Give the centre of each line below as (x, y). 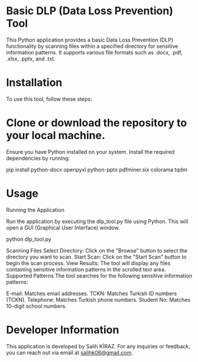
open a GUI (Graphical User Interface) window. (63, 227)
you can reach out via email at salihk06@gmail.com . (69, 353)
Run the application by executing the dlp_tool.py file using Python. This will (97, 221)
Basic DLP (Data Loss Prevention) (90, 11)
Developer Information (63, 330)
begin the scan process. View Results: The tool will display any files (88, 263)
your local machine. (56, 136)
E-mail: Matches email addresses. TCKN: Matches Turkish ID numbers (92, 293)
